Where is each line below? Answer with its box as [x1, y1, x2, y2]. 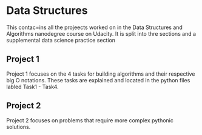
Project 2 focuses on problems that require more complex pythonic [6, 116, 174, 124]
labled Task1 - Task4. [6, 83, 59, 90]
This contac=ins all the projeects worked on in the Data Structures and [6, 24, 183, 31]
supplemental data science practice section [6, 36, 116, 44]
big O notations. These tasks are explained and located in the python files [6, 76, 190, 84]
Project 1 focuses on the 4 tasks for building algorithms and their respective [6, 70, 195, 77]
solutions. [6, 123, 31, 130]
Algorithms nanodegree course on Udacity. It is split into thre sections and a [6, 30, 196, 37]
